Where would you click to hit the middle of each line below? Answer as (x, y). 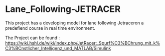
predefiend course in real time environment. (50, 28)
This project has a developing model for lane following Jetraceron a (75, 23)
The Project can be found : (32, 38)
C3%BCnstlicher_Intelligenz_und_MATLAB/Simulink (58, 48)
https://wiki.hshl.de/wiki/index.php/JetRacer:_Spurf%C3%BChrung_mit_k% (83, 43)
